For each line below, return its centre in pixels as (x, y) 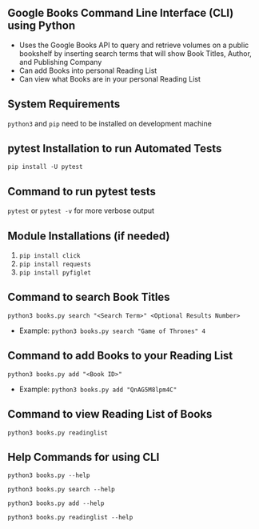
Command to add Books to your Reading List (120, 356)
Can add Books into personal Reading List (88, 70)
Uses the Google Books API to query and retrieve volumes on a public (134, 45)
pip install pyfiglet (55, 273)
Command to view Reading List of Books (110, 414)
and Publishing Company (60, 62)
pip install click (50, 256)
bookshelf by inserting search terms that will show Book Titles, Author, (135, 53)
